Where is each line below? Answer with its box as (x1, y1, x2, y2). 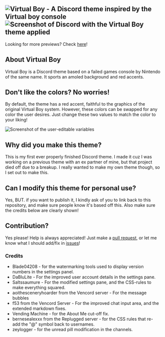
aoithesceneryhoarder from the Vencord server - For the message (12, 290, 147, 296)
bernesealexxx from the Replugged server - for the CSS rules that (12, 316, 146, 322)
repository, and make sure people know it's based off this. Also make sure (5, 202, 156, 208)
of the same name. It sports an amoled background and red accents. (5, 74, 144, 79)
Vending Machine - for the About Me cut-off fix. (12, 311, 109, 317)
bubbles (12, 295, 29, 301)
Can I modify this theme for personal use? (5, 184, 136, 192)
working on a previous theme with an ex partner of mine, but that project (5, 159, 153, 165)
